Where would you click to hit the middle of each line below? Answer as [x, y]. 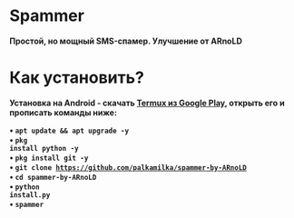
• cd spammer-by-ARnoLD [53, 176]
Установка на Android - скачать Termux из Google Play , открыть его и [147, 103]
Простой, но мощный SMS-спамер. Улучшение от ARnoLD [126, 41]
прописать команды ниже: [64, 112]
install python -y [44, 148]
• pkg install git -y [49, 157]
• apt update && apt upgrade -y [69, 130]
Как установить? [77, 78]
